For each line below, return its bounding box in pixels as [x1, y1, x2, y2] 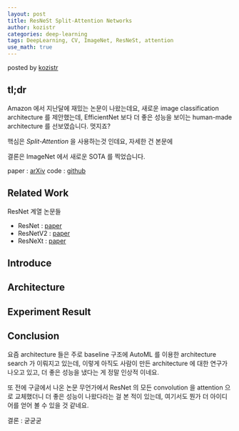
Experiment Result [7, 305, 91, 318]
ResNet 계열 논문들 [7, 207, 61, 215]
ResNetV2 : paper [17, 229, 70, 237]
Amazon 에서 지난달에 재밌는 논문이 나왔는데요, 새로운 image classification [7, 104, 219, 112]
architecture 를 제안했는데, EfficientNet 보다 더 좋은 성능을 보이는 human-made [7, 112, 233, 122]
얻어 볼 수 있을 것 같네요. [20, 401, 89, 410]
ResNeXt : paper [17, 237, 66, 245]
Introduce [7, 257, 52, 269]
